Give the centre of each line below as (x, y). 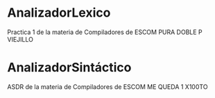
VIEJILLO (20, 39)
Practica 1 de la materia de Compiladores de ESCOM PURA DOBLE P (105, 32)
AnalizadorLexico (59, 13)
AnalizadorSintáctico (69, 68)
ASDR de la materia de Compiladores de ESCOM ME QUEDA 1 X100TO (108, 87)
